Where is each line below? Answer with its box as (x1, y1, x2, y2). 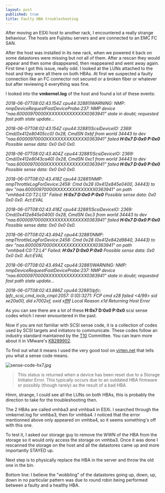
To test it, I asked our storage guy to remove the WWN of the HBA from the (5, 432, 158, 438)
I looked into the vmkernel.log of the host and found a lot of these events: (5, 91, 155, 97)
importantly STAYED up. (5, 448, 54, 454)
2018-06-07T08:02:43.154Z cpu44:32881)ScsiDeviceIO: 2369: (5, 126, 133, 131)
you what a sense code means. (5, 353, 69, 359)
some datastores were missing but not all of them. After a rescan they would (5, 55, 160, 61)
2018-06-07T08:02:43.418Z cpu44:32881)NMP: (5, 176, 103, 182)
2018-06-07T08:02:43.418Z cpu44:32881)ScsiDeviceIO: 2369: (5, 206, 133, 212)
